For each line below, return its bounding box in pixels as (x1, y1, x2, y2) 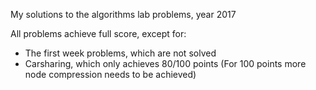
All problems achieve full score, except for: (10, 28, 187, 39)
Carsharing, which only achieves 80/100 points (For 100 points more (24, 58, 307, 69)
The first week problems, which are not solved (24, 47, 217, 59)
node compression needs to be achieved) (24, 69, 197, 80)
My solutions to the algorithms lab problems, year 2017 (10, 9, 237, 20)
